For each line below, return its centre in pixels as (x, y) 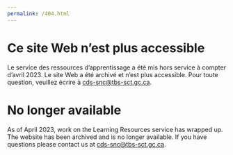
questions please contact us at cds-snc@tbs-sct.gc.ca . (87, 144)
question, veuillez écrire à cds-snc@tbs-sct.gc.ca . (79, 82)
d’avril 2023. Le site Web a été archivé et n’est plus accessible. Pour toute (113, 74)
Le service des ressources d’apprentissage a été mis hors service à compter (116, 67)
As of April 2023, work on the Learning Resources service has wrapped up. (115, 129)
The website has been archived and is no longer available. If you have (107, 137)
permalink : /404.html (39, 14)
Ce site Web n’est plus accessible (106, 48)
